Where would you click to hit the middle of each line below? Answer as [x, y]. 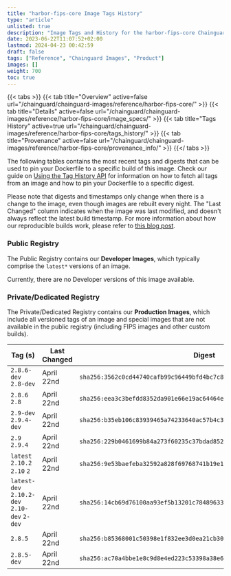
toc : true [21, 77]
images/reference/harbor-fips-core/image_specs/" [79, 119]
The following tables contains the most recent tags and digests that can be [113, 162]
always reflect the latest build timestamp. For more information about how [112, 219]
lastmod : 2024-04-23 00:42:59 [51, 45]
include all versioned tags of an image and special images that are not [106, 319]
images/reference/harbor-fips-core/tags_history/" [78, 133]
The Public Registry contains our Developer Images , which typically [104, 258]
